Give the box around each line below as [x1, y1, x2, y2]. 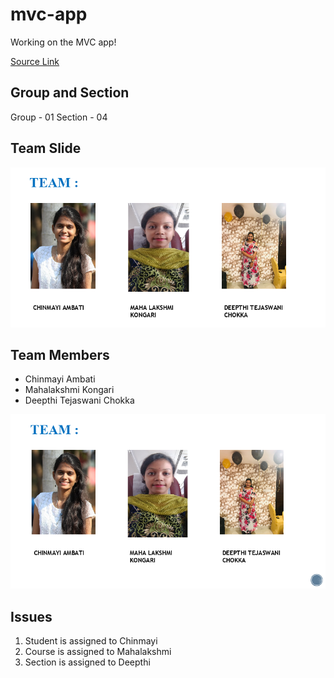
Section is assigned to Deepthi [24, 656, 151, 668]
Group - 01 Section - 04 [10, 111, 108, 123]
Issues [10, 608, 53, 625]
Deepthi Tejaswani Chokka [24, 394, 135, 407]
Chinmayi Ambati [24, 373, 96, 385]
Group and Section [10, 84, 130, 102]
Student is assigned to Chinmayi [24, 634, 158, 647]
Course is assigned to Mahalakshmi [24, 645, 172, 657]
